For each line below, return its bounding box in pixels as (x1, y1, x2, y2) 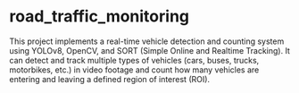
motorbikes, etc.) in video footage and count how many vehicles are (9, 64, 260, 75)
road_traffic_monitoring (9, 6, 190, 27)
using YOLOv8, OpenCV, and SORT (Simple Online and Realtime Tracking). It (9, 45, 290, 55)
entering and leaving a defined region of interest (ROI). (9, 73, 211, 84)
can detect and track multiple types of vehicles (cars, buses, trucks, (9, 55, 260, 65)
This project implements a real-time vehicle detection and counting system (9, 36, 285, 46)
